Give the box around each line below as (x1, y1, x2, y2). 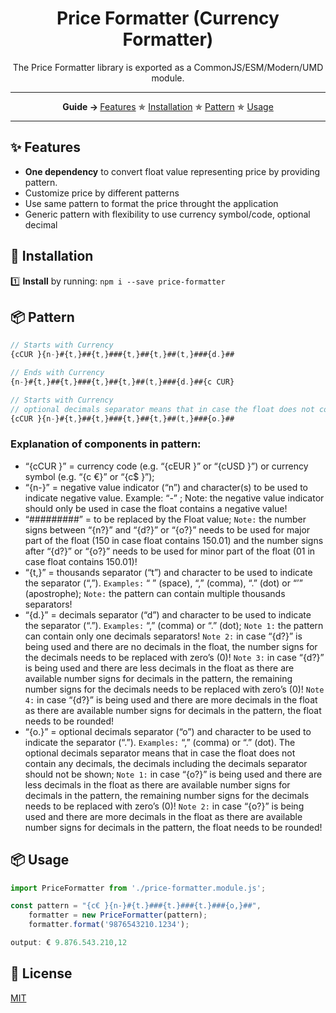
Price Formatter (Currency (56, 7, 280, 30)
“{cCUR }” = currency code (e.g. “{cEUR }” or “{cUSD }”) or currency (24, 460, 309, 472)
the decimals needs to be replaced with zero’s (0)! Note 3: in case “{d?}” (24, 651, 325, 663)
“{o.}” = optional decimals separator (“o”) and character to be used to (24, 725, 312, 737)
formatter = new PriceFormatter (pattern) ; (28, 910, 208, 921)
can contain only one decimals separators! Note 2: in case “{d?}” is (24, 630, 303, 642)
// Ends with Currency (10, 368, 105, 378)
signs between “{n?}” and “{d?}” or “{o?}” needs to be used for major (24, 523, 311, 536)
